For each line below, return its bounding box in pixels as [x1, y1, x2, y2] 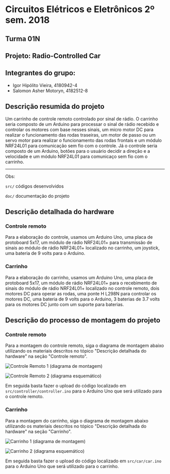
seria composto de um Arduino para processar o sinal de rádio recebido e [5, 121, 159, 127]
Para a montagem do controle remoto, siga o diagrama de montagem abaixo [5, 342, 164, 349]
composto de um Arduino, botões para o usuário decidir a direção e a [5, 148, 150, 154]
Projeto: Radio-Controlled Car [5, 52, 101, 60]
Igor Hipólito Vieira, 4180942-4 [12, 82, 77, 88]
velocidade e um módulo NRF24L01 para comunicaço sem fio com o [5, 153, 148, 159]
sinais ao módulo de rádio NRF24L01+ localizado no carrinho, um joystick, [5, 245, 160, 251]
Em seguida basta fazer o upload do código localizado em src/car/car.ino [5, 458, 162, 464]
